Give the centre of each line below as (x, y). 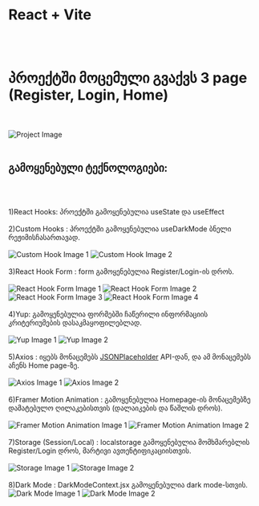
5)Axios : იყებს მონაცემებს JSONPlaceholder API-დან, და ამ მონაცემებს (129, 357)
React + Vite (50, 15)
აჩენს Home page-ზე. (44, 365)
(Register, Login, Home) (89, 95)
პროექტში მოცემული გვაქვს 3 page (128, 78)
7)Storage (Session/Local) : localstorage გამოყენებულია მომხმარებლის (129, 442)
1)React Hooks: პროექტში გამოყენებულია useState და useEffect (116, 211)
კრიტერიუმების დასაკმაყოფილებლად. (75, 322)
